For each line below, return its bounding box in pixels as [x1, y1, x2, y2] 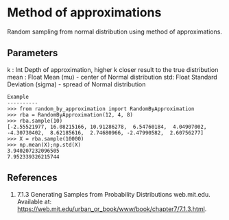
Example [7, 93, 29, 100]
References [7, 172, 58, 184]
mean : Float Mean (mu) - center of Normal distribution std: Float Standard [7, 73, 217, 81]
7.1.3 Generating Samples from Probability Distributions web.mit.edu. [16, 190, 210, 198]
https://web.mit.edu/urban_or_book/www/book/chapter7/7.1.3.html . [16, 204, 207, 213]
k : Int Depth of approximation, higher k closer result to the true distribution [7, 65, 219, 73]
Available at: [16, 197, 52, 206]
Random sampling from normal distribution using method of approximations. [7, 27, 223, 36]
